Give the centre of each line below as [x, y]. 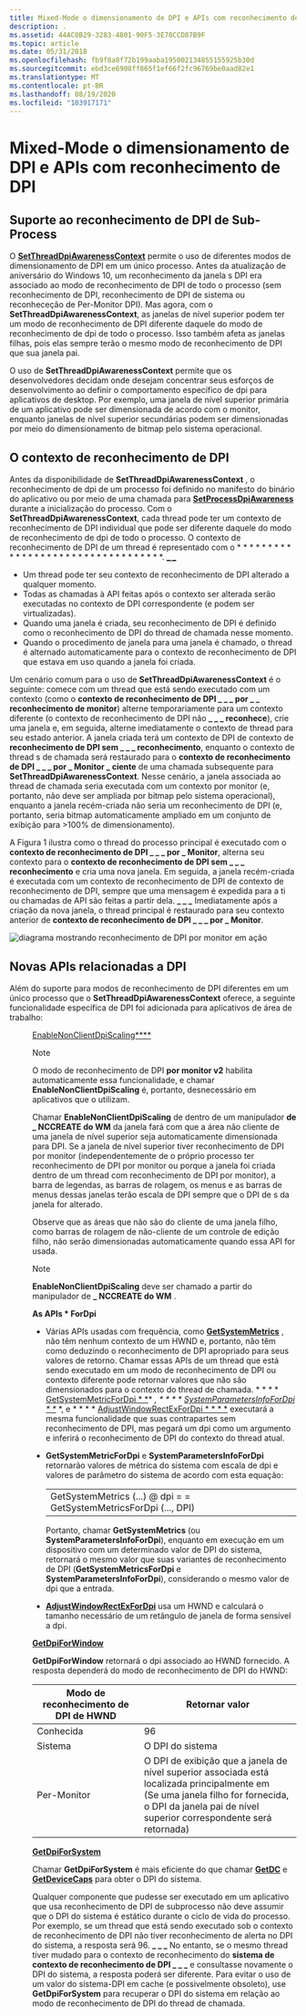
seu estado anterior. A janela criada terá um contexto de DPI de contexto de [152, 738]
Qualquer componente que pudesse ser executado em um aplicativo [161, 1897]
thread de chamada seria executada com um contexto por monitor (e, [140, 786]
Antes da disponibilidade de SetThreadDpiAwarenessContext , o [132, 480]
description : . [38, 26]
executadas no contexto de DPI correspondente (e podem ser [138, 604]
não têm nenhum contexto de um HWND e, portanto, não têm [160, 1341]
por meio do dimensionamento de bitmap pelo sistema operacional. [136, 429]
